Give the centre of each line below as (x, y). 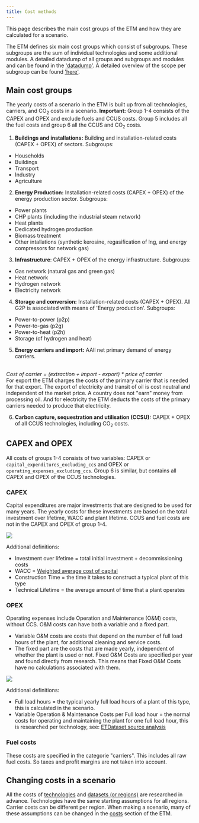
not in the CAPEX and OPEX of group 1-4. (57, 524)
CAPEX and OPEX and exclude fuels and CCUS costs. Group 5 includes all (97, 119)
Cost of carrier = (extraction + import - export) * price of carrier (84, 374)
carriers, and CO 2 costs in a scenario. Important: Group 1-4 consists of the (98, 112)
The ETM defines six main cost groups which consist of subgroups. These (97, 46)
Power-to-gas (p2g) (39, 326)
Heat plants (29, 223)
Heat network (31, 278)
